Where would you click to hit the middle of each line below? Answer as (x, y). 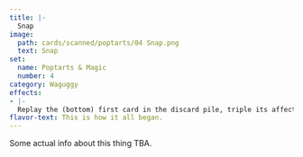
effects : (26, 92)
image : (22, 34)
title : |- (28, 17)
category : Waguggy (44, 84)
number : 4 (36, 76)
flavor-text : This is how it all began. (87, 118)
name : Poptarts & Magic (62, 68)
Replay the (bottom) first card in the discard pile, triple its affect (157, 109)
